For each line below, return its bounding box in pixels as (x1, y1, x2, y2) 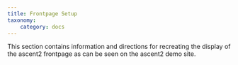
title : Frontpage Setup (7, 10, 78, 17)
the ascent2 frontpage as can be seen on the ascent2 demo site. (7, 50, 196, 58)
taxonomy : (7, 17, 37, 24)
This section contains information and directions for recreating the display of (7, 43, 231, 51)
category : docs (20, 23, 65, 30)
